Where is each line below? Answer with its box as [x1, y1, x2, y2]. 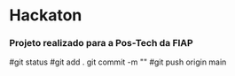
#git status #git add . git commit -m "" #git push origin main [9, 57, 227, 67]
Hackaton [9, 5, 82, 26]
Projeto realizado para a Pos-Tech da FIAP [9, 37, 193, 49]
